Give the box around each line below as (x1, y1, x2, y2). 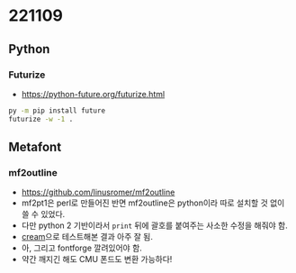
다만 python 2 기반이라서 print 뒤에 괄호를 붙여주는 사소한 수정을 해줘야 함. (21, 220, 289, 231)
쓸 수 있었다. (21, 209, 66, 220)
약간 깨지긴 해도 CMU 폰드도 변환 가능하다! (21, 254, 173, 265)
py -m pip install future (8, 105, 105, 115)
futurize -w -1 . (8, 114, 74, 123)
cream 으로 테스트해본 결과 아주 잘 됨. (21, 232, 154, 242)
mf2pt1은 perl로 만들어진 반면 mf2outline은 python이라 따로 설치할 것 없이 (21, 197, 285, 208)
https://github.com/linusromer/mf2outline (21, 187, 175, 198)
